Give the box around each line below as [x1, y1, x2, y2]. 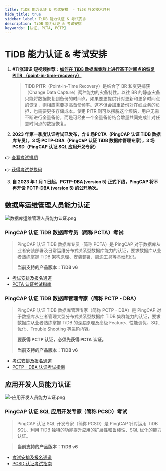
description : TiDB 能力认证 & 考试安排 [5, 21, 82, 26]
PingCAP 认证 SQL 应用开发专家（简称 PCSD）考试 [5, 408, 128, 415]
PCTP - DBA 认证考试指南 [12, 364, 66, 370]
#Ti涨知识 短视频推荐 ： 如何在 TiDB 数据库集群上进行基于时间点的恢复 [12, 66, 155, 72]
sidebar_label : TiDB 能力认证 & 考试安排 [5, 16, 86, 21]
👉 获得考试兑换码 [5, 167, 43, 173]
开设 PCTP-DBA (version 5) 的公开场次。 [16, 185, 101, 191]
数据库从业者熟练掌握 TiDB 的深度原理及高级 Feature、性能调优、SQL [17, 320, 160, 326]
